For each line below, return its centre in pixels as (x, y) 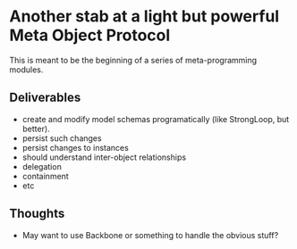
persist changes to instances (76, 147)
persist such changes (62, 138)
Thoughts (37, 214)
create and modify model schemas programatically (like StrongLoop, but (156, 119)
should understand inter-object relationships (104, 157)
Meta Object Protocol (90, 35)
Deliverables (45, 98)
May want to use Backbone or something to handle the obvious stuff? (150, 235)
